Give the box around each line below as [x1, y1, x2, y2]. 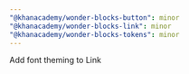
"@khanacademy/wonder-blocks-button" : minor [9, 13, 180, 23]
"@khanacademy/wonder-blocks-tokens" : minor [9, 30, 180, 39]
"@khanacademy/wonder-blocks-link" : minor [9, 22, 172, 31]
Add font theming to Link [9, 55, 102, 66]
